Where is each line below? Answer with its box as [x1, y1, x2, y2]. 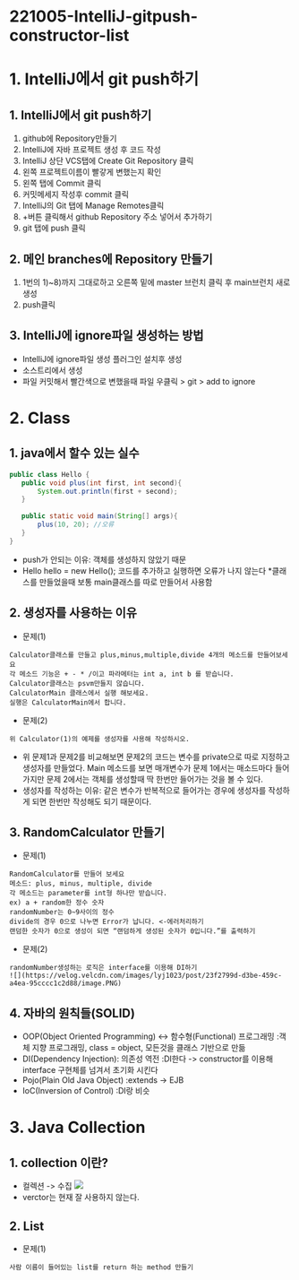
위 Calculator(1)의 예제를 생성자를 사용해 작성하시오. [9, 734, 190, 743]
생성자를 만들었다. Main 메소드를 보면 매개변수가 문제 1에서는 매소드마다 [21, 762, 273, 773]
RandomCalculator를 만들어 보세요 [9, 869, 125, 879]
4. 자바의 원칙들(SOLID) [9, 1006, 136, 1021]
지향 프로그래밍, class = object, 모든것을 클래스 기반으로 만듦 [31, 1042, 246, 1053]
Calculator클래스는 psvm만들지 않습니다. [9, 679, 146, 688]
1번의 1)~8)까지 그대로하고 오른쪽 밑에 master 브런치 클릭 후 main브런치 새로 [21, 277, 291, 288]
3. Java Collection [9, 1118, 146, 1137]
